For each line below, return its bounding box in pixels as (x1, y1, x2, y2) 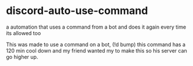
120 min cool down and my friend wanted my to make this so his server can (6, 47, 188, 54)
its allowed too (6, 29, 41, 36)
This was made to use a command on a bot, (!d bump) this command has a (6, 41, 185, 48)
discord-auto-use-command (6, 4, 148, 18)
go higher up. (6, 53, 38, 60)
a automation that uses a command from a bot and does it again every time (6, 23, 187, 30)
